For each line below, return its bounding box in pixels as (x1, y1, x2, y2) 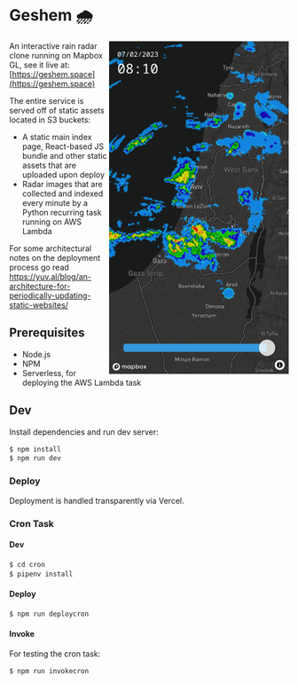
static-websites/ (9, 299, 69, 310)
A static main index (21, 131, 92, 142)
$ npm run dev (9, 454, 62, 463)
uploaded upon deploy (21, 169, 105, 180)
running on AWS (21, 216, 82, 227)
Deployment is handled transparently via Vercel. (9, 495, 184, 506)
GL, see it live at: (9, 59, 70, 70)
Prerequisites (9, 326, 85, 341)
